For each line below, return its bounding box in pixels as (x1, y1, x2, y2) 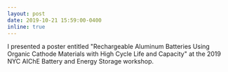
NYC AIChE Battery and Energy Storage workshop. (7, 57, 154, 66)
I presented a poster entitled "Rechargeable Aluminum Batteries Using (7, 43, 210, 51)
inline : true (7, 23, 46, 30)
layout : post (7, 10, 46, 17)
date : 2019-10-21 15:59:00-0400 (7, 17, 102, 24)
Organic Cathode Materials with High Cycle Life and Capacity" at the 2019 (7, 50, 221, 58)
